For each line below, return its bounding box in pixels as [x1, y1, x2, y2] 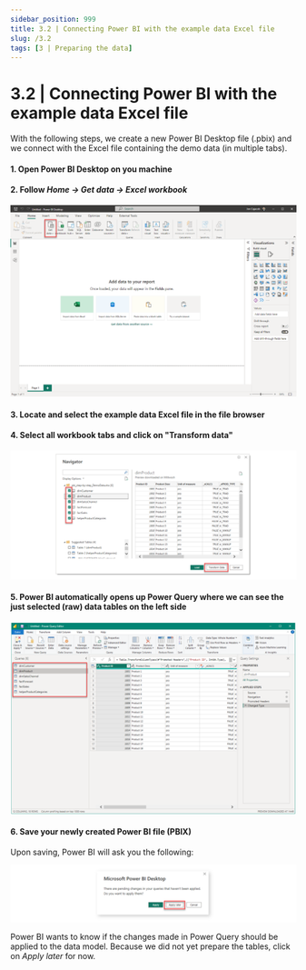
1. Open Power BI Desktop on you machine [10, 164, 173, 175]
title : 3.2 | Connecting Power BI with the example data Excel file [10, 24, 275, 34]
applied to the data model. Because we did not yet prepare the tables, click [10, 941, 291, 952]
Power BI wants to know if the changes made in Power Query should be [10, 932, 279, 943]
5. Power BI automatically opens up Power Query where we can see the [10, 592, 284, 603]
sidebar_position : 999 [10, 15, 96, 24]
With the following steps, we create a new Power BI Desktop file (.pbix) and [10, 133, 292, 145]
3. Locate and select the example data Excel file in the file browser [10, 409, 265, 420]
